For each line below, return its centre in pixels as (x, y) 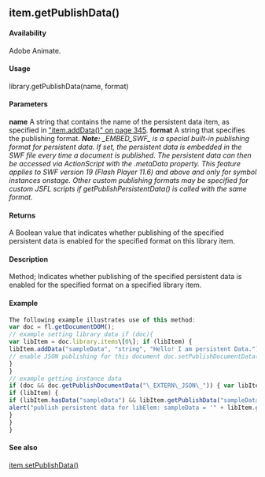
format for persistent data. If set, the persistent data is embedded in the (125, 147)
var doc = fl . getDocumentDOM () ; (62, 327)
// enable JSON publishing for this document (85, 356)
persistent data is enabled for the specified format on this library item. (122, 241)
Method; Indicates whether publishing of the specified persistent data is (125, 277)
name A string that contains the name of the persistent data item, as (120, 122)
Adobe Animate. (35, 50)
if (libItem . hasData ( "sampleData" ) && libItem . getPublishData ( (115, 401)
